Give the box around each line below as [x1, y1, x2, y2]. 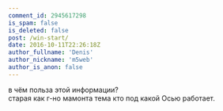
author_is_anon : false [8, 63, 83, 71]
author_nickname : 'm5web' [8, 56, 93, 64]
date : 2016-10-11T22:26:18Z [8, 41, 101, 49]
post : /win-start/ [8, 33, 69, 42]
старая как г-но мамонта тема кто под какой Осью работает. [8, 93, 216, 103]
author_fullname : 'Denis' [8, 48, 93, 56]
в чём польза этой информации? [8, 85, 119, 94]
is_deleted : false [8, 26, 69, 34]
